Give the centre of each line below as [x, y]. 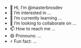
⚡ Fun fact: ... [23, 41]
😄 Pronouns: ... [26, 36]
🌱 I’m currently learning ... [36, 18]
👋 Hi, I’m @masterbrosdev [36, 8]
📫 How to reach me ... [32, 29]
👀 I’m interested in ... [30, 13]
